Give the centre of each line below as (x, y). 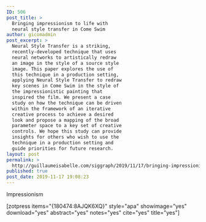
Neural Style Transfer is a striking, (62, 46)
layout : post (23, 154)
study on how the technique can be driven (67, 103)
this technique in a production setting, (66, 75)
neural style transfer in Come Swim (59, 29)
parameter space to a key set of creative (67, 126)
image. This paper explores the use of (63, 69)
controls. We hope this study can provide (67, 131)
